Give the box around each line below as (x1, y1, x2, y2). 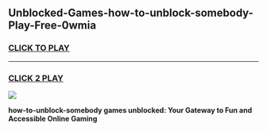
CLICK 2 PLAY (8, 72, 64, 83)
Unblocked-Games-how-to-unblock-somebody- (8, 6, 254, 20)
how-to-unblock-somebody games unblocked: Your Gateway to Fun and (8, 105, 253, 114)
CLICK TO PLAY (8, 43, 70, 54)
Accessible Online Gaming (8, 114, 98, 123)
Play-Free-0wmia (8, 19, 97, 33)
